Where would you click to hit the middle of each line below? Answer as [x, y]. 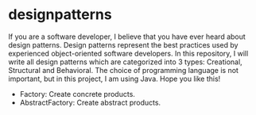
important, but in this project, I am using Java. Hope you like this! [114, 79]
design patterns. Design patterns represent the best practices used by [123, 44]
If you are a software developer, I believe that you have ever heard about [127, 36]
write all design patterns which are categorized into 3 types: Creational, [125, 62]
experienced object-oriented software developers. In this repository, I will [128, 53]
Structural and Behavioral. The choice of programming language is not [123, 70]
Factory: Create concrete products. [77, 94]
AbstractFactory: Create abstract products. [90, 102]
